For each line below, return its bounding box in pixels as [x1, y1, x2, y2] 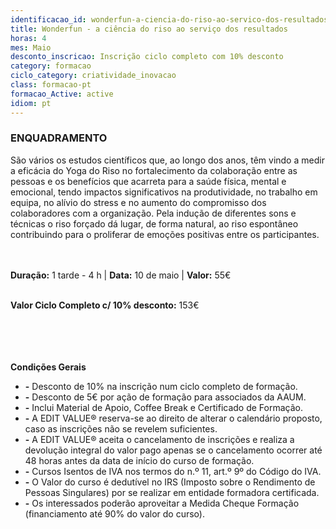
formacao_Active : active [10, 89, 114, 99]
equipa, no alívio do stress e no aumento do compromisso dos [10, 196, 267, 208]
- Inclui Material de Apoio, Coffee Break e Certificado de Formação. [24, 401, 303, 413]
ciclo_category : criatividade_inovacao [10, 71, 177, 81]
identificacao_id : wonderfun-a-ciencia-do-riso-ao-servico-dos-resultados [10, 14, 329, 25]
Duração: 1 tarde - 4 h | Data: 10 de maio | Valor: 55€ [10, 269, 232, 281]
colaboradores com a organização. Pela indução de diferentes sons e [10, 207, 297, 219]
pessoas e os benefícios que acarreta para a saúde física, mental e [10, 175, 287, 187]
